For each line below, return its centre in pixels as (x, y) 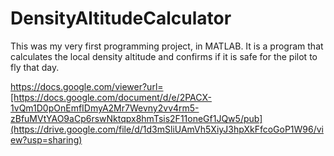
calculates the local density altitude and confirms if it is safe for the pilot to (164, 56)
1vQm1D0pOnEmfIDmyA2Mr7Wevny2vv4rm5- (105, 108)
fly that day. (35, 67)
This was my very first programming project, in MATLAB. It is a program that (167, 46)
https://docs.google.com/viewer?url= (87, 86)
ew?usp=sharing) (46, 139)
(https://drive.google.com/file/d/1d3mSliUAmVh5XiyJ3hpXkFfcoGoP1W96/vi (167, 129)
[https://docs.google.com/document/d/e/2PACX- (111, 97)
